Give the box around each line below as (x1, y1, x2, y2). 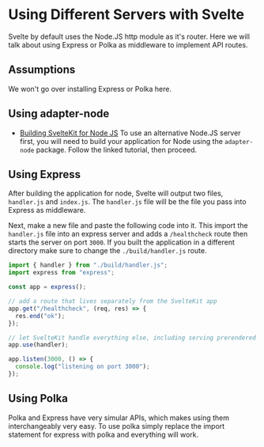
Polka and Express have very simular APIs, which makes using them (8, 413, 229, 422)
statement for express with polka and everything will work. (8, 430, 199, 439)
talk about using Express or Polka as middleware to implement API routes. (8, 40, 248, 49)
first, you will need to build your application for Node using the (19, 136, 224, 146)
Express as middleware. (8, 206, 86, 215)
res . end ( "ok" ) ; (15, 312, 66, 320)
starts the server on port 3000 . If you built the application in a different (8, 237, 236, 247)
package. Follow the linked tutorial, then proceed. (36, 145, 198, 154)
